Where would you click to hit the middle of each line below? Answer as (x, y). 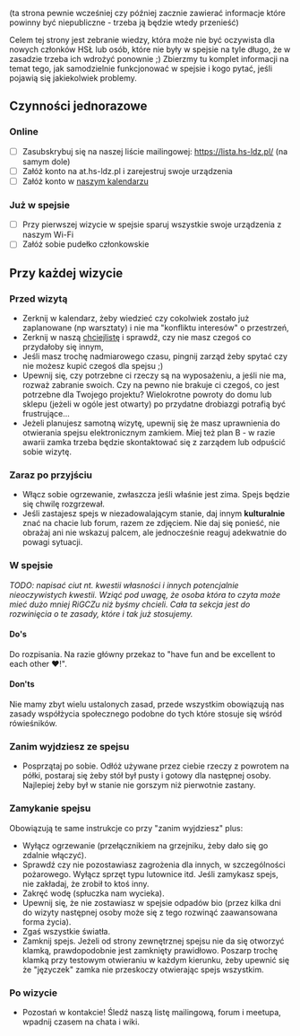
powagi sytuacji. (52, 542)
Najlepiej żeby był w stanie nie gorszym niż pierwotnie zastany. (139, 786)
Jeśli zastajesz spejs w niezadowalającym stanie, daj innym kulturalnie (154, 514)
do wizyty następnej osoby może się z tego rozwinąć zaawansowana (150, 912)
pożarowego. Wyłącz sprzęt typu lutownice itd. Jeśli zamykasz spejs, (150, 874)
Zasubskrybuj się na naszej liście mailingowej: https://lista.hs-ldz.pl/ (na (155, 151)
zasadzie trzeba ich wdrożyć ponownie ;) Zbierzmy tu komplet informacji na (149, 59)
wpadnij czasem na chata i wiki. (81, 1022)
